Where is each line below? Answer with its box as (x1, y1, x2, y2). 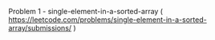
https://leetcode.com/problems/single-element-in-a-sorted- (8, 15, 207, 24)
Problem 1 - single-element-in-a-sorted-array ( (8, 7, 163, 16)
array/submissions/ (8, 24, 72, 32)
